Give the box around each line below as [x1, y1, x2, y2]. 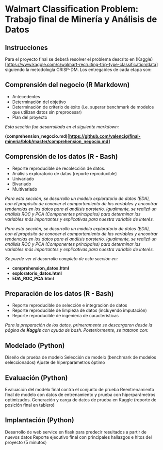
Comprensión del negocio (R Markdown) [5, 81, 130, 89]
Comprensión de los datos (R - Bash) [5, 152, 118, 161]
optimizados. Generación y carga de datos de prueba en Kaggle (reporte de [5, 397, 157, 403]
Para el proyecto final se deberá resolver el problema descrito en [5, 56, 135, 62]
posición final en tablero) [5, 402, 55, 408]
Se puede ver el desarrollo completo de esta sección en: [5, 255, 118, 261]
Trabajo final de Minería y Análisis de [5, 14, 157, 25]
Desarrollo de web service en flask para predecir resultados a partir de [5, 429, 147, 435]
